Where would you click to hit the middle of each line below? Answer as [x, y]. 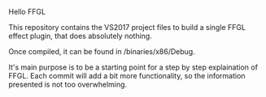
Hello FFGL [27, 12]
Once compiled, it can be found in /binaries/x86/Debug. [102, 51]
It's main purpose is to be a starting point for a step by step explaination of [133, 67]
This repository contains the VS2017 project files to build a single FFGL [127, 27]
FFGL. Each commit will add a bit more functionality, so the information [127, 76]
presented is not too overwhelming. [68, 84]
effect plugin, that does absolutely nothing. [80, 36]
